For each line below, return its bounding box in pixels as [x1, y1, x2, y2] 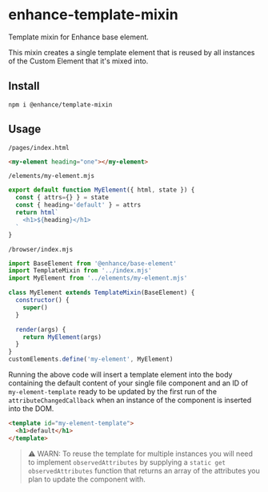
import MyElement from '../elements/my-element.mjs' [8, 274, 188, 282]
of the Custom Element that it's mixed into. [8, 56, 149, 66]
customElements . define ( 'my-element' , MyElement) [8, 355, 174, 364]
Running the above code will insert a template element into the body [8, 370, 233, 380]
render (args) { [15, 325, 66, 333]
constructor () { [15, 296, 70, 304]
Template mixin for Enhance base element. [8, 32, 150, 42]
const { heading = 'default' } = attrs [15, 201, 142, 209]
